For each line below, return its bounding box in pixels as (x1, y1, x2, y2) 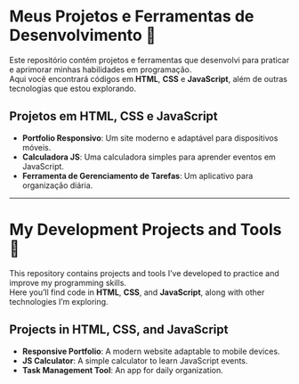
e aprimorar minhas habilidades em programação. (9, 64, 192, 75)
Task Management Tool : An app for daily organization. (21, 364, 224, 375)
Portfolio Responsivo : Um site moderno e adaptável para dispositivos (21, 132, 279, 143)
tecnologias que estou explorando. (9, 83, 137, 94)
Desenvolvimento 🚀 (9, 25, 157, 45)
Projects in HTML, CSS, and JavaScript (9, 323, 229, 338)
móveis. (21, 142, 52, 152)
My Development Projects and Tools (9, 219, 282, 240)
